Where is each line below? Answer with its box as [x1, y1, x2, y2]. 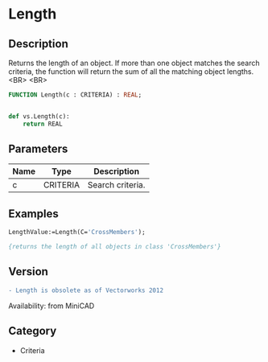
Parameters [8, 142, 68, 156]
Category [8, 324, 57, 338]
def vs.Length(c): [8, 112, 70, 121]
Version [8, 265, 48, 278]
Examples [8, 207, 59, 220]
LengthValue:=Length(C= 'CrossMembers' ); [8, 228, 146, 237]
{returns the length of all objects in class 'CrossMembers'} [8, 243, 221, 251]
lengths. [226, 67, 254, 76]
